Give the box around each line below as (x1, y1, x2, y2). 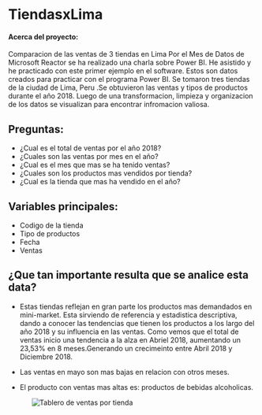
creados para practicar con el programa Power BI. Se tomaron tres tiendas (8, 75, 250, 84)
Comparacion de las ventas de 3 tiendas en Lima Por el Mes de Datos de (8, 50, 245, 59)
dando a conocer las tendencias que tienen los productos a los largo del (19, 318, 255, 328)
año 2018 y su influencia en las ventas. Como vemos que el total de (19, 327, 239, 336)
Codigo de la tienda (19, 220, 84, 230)
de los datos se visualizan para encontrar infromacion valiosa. (8, 100, 210, 109)
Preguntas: (8, 122, 65, 135)
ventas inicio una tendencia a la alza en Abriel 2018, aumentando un (19, 335, 241, 344)
